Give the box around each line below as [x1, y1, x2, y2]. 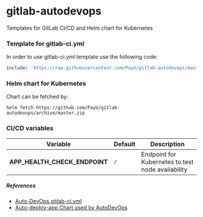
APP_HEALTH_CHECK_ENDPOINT [9, 158, 108, 166]
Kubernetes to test [141, 158, 194, 166]
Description [150, 139, 185, 148]
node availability [141, 165, 188, 173]
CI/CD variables [6, 124, 54, 133]
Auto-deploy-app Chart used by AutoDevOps [14, 204, 128, 211]
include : [6, 65, 28, 71]
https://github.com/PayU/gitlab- [36, 105, 120, 111]
